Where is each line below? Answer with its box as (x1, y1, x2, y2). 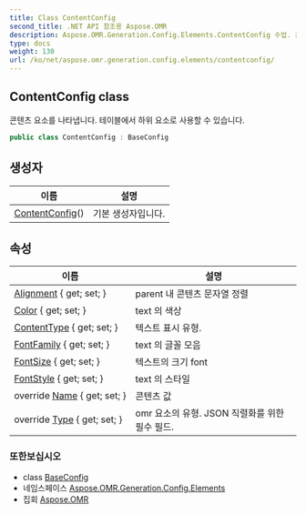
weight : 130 (9, 47, 55, 56)
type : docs (9, 38, 51, 48)
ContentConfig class (9, 89, 129, 105)
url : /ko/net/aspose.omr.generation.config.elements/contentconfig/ (9, 55, 275, 65)
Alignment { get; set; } (14, 287, 107, 300)
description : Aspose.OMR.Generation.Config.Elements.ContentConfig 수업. (9, 30, 291, 39)
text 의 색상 (135, 305, 182, 317)
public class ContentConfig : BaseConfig (9, 133, 169, 142)
